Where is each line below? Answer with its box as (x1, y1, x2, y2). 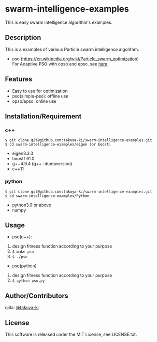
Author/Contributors (5, 292, 69, 300)
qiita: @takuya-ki (5, 305, 39, 310)
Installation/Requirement (5, 112, 82, 120)
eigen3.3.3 (12, 150, 33, 156)
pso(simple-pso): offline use (12, 93, 69, 99)
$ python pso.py (12, 278, 45, 283)
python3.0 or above (12, 202, 52, 208)
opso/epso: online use (12, 98, 57, 104)
